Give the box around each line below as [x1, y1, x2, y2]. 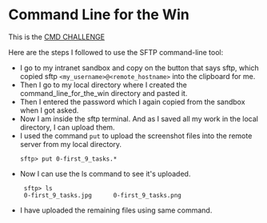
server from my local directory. [19, 139, 122, 149]
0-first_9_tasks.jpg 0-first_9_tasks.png [23, 191, 181, 199]
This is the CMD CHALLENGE [8, 32, 106, 42]
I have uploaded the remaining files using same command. [19, 205, 213, 215]
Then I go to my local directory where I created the [19, 80, 188, 90]
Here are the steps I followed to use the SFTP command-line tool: [8, 47, 224, 57]
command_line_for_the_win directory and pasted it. [19, 88, 188, 98]
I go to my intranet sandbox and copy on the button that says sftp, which [19, 62, 259, 73]
